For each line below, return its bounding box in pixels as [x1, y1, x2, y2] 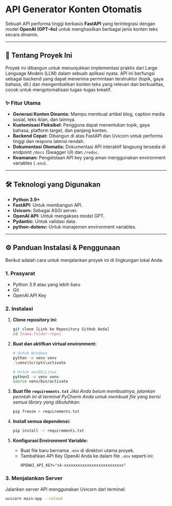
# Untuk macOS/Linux [12, 369, 57, 375]
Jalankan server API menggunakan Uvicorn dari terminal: [5, 486, 126, 493]
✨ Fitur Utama [5, 99, 41, 106]
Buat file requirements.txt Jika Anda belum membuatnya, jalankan [12, 388, 155, 394]
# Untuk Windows [12, 351, 48, 356]
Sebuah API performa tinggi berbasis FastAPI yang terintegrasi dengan [5, 21, 156, 27]
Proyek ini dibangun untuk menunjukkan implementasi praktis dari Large [5, 65, 158, 71]
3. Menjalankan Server [5, 474, 63, 481]
